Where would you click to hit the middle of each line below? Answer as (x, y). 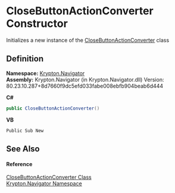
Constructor (37, 24)
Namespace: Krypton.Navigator (46, 73)
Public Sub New (25, 130)
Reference (19, 164)
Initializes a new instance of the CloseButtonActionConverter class (88, 40)
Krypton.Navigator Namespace (44, 183)
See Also (23, 149)
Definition (25, 59)
